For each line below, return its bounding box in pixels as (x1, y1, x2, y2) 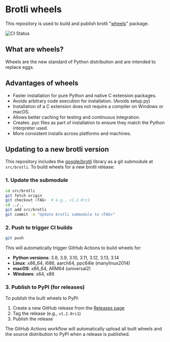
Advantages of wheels (5, 79, 79, 88)
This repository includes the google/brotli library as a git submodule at (5, 159, 153, 165)
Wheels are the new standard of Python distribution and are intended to (5, 59, 156, 65)
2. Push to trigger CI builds (5, 224, 73, 231)
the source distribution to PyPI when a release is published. (5, 331, 130, 337)
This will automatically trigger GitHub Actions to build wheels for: (5, 245, 142, 251)
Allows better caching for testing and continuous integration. (12, 114, 140, 120)
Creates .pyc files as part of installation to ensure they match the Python (12, 119, 165, 125)
